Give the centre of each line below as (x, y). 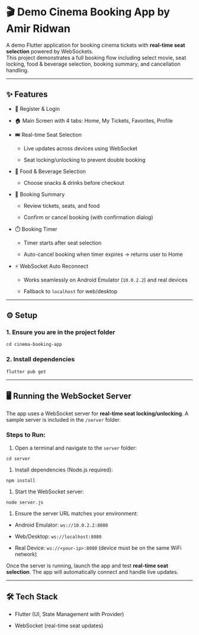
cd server (18, 458)
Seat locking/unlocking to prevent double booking (84, 160)
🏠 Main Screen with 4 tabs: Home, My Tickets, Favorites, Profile (94, 120)
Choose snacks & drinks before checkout (74, 182)
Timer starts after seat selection (62, 243)
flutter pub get (26, 371)
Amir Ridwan (38, 29)
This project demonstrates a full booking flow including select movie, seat (96, 57)
